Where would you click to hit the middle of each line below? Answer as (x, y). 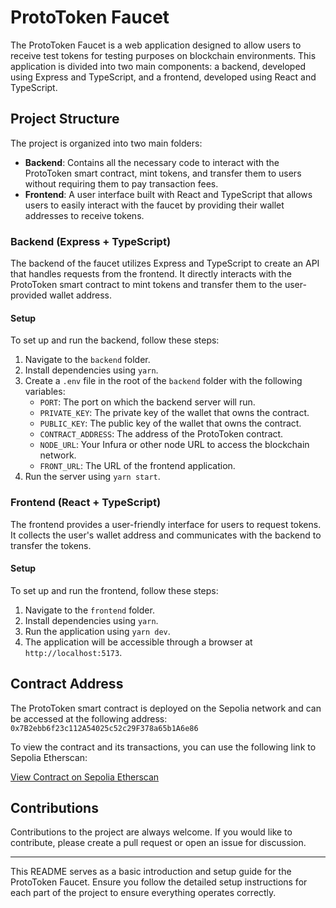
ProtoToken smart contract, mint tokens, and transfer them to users (163, 173)
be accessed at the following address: (89, 718)
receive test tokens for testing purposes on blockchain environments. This (163, 55)
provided (29, 295)
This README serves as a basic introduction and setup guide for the (151, 872)
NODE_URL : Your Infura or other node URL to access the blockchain (174, 445)
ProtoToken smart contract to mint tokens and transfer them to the (146, 285)
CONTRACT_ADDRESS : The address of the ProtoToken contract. (161, 434)
